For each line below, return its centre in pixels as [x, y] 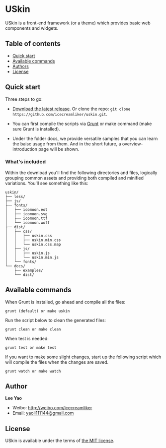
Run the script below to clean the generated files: [55, 320]
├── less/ [15, 196]
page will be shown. [59, 149]
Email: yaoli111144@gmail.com [43, 413]
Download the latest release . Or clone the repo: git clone [71, 109]
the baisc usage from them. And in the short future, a [67, 144]
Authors [20, 66]
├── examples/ [29, 270]
